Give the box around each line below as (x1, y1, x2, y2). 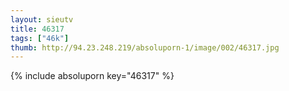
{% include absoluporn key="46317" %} (10, 70, 175, 82)
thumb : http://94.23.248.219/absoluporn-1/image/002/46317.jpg (10, 42, 280, 53)
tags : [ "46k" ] (10, 33, 70, 43)
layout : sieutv (10, 14, 74, 25)
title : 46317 (10, 24, 65, 34)
